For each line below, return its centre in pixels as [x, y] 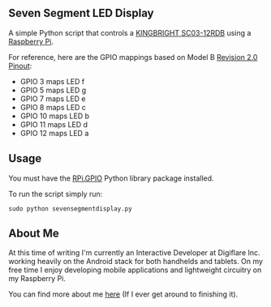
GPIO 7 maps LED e [53, 98]
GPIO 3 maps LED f [52, 81]
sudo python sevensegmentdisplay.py [70, 209]
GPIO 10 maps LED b [55, 116]
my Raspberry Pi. [37, 279]
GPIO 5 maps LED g [53, 90]
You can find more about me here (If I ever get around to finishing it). [123, 294]
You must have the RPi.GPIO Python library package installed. [111, 178]
